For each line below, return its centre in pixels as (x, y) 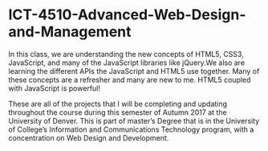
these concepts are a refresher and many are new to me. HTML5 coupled (130, 80)
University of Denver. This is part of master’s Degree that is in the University (134, 120)
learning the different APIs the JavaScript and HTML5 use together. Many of (134, 71)
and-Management (70, 32)
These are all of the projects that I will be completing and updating (118, 104)
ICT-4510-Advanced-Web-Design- (127, 15)
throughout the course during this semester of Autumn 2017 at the (118, 112)
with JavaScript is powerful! (54, 88)
